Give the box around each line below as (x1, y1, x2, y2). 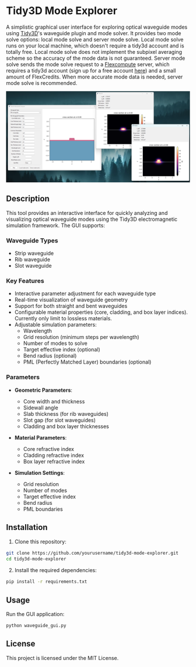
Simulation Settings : (14, 469, 65, 476)
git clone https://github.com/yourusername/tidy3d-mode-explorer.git (6, 550, 179, 556)
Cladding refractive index (23, 451, 85, 459)
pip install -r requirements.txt (6, 579, 87, 585)
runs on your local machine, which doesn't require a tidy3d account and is (6, 42, 185, 49)
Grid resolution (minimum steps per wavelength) (23, 334, 139, 341)
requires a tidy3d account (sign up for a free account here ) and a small (6, 67, 176, 74)
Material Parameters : (14, 434, 67, 441)
